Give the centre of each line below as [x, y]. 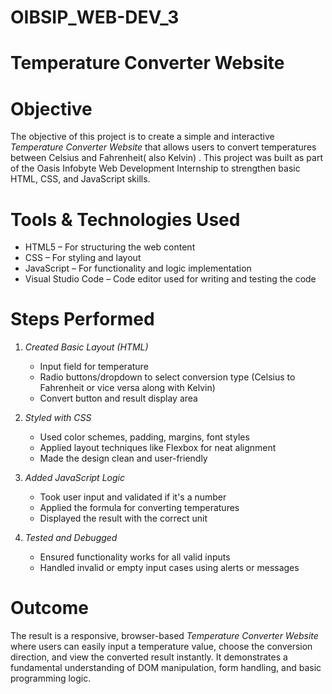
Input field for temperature [94, 367]
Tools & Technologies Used [125, 219]
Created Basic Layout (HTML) [86, 347]
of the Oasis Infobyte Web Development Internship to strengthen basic [155, 168]
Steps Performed [82, 319]
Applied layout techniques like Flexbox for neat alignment [158, 448]
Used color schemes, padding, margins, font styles [144, 437]
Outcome [49, 608]
